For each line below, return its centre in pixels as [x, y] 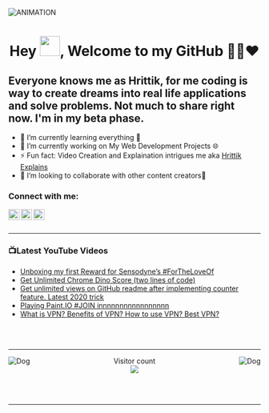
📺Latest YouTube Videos [58, 251]
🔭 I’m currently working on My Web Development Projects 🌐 [119, 146]
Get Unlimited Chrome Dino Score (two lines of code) [108, 279]
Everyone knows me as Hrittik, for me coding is [128, 80]
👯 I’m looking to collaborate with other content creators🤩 [113, 175]
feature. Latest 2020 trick [62, 297]
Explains [34, 167]
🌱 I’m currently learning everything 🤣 [80, 137]
